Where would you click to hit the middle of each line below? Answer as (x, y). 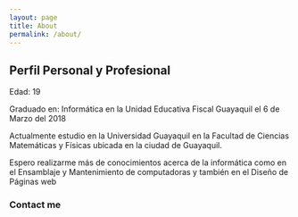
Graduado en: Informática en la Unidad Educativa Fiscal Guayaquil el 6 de (145, 109)
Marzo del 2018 (38, 119)
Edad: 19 (25, 92)
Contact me (35, 204)
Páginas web (33, 182)
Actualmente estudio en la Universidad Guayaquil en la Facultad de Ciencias (149, 136)
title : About (33, 26)
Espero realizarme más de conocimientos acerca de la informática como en (148, 163)
